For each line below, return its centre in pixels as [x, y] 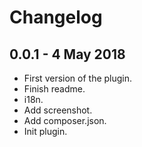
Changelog [56, 17]
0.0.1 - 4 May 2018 [67, 54]
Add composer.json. [65, 120]
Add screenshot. [58, 110]
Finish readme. [54, 89]
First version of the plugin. [78, 78]
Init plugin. [45, 131]
